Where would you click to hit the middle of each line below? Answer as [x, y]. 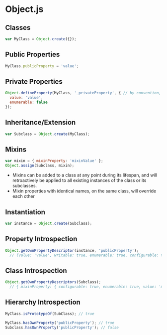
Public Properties [33, 55]
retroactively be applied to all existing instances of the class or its [79, 180]
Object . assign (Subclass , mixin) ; [40, 166]
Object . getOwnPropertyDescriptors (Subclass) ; [53, 282]
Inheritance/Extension [41, 122]
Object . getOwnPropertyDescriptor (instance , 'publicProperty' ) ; [72, 250]
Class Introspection [36, 270]
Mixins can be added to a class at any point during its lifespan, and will [85, 175]
